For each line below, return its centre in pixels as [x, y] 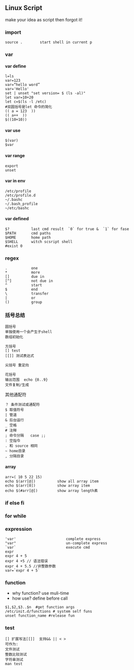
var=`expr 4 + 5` [23, 570]
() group [24, 302]
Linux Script [24, 8]
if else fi [15, 503]
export [12, 166]
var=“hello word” [23, 85]
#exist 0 [14, 246]
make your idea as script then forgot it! [44, 19]
